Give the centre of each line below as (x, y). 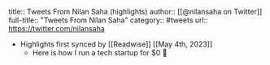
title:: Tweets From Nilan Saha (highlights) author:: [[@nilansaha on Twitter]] (135, 12)
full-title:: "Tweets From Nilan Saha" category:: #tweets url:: (109, 20)
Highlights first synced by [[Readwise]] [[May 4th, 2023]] (116, 44)
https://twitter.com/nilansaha (57, 28)
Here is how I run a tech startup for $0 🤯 (100, 53)
